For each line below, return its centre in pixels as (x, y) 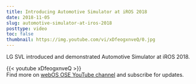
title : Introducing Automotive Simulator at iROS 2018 (77, 12)
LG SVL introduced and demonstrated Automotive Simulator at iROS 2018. (98, 57)
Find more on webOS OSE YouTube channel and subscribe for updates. (95, 75)
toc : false (20, 34)
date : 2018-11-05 (28, 17)
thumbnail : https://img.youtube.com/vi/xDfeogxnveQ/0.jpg (81, 40)
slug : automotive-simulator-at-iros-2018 (59, 23)
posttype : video (27, 28)
